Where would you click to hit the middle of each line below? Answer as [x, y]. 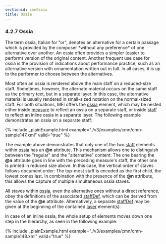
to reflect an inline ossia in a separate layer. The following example [73, 115]
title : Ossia [19, 14]
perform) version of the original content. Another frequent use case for [78, 58]
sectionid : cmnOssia [27, 10]
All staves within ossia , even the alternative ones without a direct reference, [82, 191]
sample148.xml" [22, 236]
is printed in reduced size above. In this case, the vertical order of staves [79, 165]
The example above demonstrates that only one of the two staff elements [80, 144]
